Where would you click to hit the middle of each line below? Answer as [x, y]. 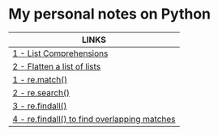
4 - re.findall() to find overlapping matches [94, 119]
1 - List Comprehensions [60, 53]
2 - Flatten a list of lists [57, 66]
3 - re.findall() [40, 106]
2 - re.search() [41, 92]
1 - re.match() [40, 79]
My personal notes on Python [109, 14]
